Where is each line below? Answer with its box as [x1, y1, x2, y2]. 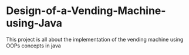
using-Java [6, 16, 63, 30]
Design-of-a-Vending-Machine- [6, 4, 166, 18]
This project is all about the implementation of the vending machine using [6, 36, 184, 43]
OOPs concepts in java [6, 42, 62, 49]
